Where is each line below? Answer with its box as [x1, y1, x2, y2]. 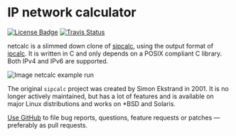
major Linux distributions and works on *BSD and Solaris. [7, 99, 176, 108]
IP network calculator [7, 4, 136, 21]
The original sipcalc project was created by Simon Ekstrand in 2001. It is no [7, 84, 229, 93]
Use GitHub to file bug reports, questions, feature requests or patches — [7, 113, 220, 122]
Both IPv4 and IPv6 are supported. [7, 56, 109, 65]
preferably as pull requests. [7, 120, 87, 129]
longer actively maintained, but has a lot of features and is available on [7, 92, 215, 100]
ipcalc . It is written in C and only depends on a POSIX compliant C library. [7, 49, 222, 58]
